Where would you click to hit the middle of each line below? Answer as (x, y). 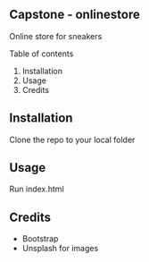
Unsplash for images (60, 249)
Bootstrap (40, 239)
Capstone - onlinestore (75, 15)
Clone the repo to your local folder (72, 139)
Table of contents (41, 54)
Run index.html (37, 189)
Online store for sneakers (56, 36)
